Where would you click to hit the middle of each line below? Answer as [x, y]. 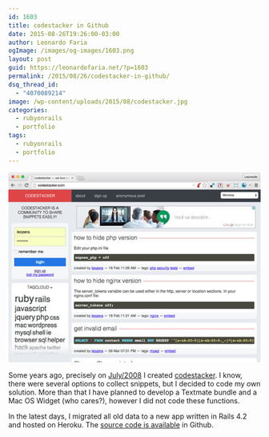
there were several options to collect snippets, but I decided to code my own [134, 383]
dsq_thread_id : [34, 84]
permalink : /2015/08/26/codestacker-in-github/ [89, 76]
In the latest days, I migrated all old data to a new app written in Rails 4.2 [128, 416]
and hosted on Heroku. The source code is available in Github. [111, 424]
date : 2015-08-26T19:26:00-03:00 [64, 34]
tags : [17, 136]
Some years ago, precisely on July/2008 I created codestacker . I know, [125, 375]
